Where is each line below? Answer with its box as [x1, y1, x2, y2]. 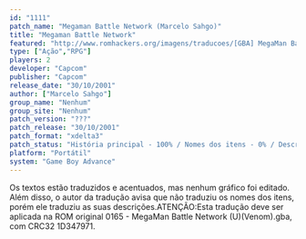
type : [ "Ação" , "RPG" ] [9, 47, 92, 56]
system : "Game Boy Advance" [9, 156, 117, 166]
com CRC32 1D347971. [9, 220, 96, 232]
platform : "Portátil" [9, 148, 92, 157]
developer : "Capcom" [9, 65, 88, 74]
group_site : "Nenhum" [9, 106, 92, 115]
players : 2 [9, 55, 51, 65]
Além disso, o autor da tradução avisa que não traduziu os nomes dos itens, [9, 192, 294, 203]
